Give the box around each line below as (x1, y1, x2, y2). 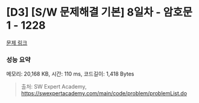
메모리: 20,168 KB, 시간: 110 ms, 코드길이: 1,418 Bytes (6, 70, 134, 78)
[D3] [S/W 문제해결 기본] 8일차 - (6, 5, 161, 19)
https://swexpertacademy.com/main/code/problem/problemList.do (21, 90, 188, 97)
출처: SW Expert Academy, (21, 83, 87, 90)
